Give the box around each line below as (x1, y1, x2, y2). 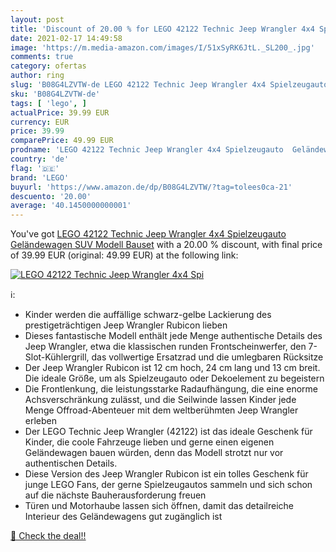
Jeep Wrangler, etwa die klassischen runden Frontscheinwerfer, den (24, 341, 307, 353)
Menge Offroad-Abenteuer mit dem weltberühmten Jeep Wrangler (24, 404, 299, 416)
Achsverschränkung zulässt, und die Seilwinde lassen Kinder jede (24, 394, 297, 406)
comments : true (10, 52, 74, 62)
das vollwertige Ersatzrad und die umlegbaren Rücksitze (91, 351, 324, 363)
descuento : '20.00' (10, 191, 92, 201)
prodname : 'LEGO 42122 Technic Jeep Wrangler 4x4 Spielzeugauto (10, 145, 284, 155)
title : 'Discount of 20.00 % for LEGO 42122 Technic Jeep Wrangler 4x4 (10, 24, 315, 34)
